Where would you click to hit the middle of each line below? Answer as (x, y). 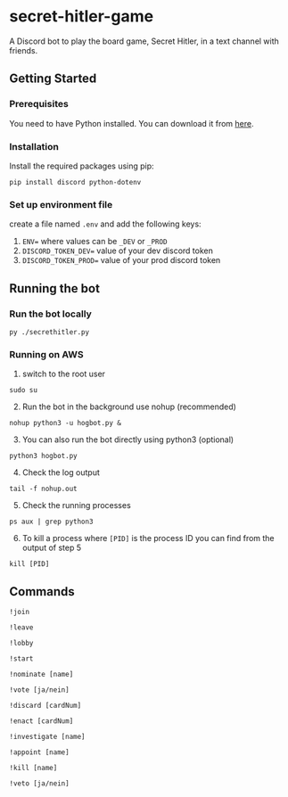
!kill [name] (33, 768)
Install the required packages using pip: (82, 166)
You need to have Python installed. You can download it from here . (132, 123)
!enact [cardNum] (41, 721)
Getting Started (53, 79)
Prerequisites (39, 104)
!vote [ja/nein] (39, 690)
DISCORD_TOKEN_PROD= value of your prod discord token (121, 260)
